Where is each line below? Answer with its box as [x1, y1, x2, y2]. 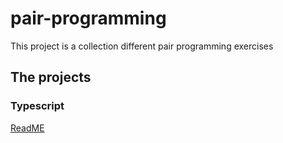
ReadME [10, 122, 45, 134]
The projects [10, 69, 92, 86]
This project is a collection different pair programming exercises [10, 40, 274, 52]
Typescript [10, 99, 65, 113]
